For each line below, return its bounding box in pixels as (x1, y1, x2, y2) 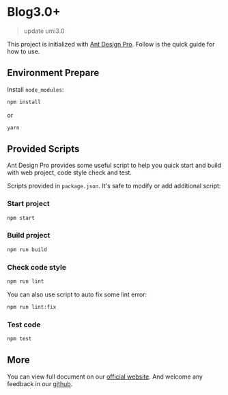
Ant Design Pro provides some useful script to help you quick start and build (7, 162, 222, 170)
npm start (7, 214, 35, 221)
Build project (7, 231, 51, 240)
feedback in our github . (7, 379, 73, 387)
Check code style (7, 262, 67, 272)
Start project (7, 199, 50, 209)
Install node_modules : (7, 85, 64, 93)
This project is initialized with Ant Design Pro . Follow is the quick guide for (7, 40, 215, 48)
